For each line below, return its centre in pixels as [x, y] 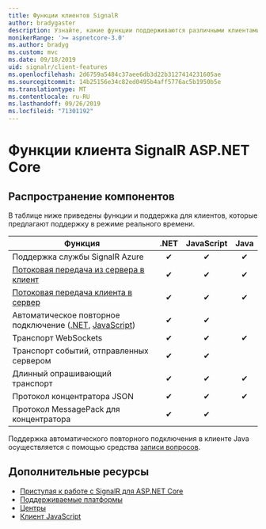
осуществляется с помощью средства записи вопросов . [104, 447]
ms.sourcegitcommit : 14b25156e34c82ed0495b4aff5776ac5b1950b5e [115, 82]
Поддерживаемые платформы [71, 499]
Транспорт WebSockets [57, 338]
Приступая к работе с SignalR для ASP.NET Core [101, 491]
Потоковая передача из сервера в [78, 270]
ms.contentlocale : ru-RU [49, 97]
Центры [32, 508]
